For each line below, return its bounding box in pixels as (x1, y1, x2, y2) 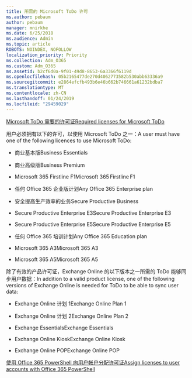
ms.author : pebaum (6, 14, 51, 20)
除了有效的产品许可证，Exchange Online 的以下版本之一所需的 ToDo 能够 (6, 267, 181, 275)
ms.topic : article (6, 42, 51, 47)
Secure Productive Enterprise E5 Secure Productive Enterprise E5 (14, 221, 171, 228)
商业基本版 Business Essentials (14, 149, 88, 156)
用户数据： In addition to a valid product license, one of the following (11, 275, 175, 282)
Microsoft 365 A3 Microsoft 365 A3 (14, 244, 99, 252)
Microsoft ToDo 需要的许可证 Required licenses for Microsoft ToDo (6, 118, 165, 125)
